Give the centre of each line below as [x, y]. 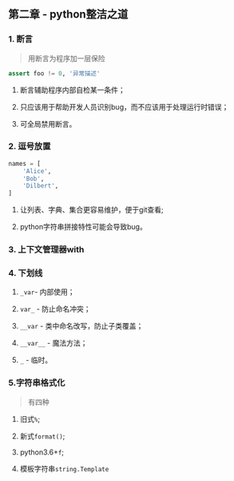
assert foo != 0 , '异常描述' [54, 73]
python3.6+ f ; [42, 452]
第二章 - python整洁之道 [68, 14]
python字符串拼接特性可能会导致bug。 [83, 227]
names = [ [25, 164]
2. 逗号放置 [30, 147]
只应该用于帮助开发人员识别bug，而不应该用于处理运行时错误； [124, 107]
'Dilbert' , [41, 186]
